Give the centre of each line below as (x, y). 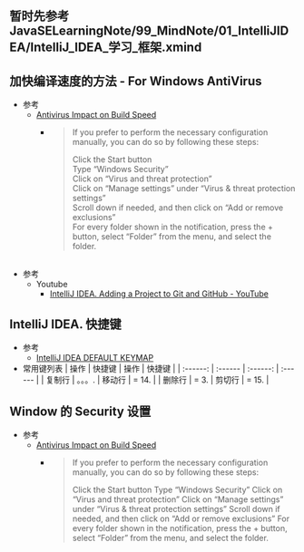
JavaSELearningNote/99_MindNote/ (114, 31)
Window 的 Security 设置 (80, 411)
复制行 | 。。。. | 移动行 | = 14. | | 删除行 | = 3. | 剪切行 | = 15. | (157, 380)
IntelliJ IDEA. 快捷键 (66, 324)
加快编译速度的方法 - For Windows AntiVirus (136, 81)
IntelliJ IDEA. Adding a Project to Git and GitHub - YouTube (159, 294)
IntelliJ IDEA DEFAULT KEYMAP (95, 358)
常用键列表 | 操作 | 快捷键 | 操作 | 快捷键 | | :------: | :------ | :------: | (151, 369)
